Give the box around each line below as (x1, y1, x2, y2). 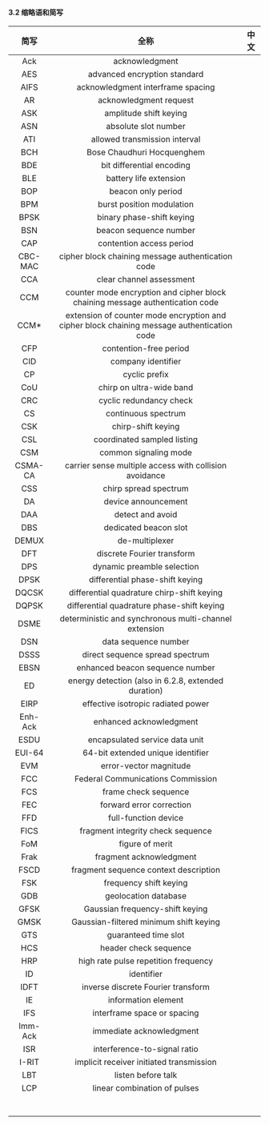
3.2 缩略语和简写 (8, 7, 64, 17)
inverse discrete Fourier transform (81, 982, 211, 993)
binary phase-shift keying (97, 212, 195, 223)
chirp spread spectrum (102, 483, 189, 494)
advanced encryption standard (87, 69, 204, 80)
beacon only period (109, 186, 183, 197)
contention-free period (102, 343, 190, 354)
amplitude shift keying (104, 108, 187, 119)
